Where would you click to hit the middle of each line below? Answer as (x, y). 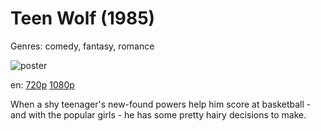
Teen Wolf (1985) (83, 18)
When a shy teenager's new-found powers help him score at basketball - (161, 104)
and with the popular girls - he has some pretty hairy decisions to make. (158, 114)
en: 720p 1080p (42, 84)
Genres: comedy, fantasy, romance (82, 46)
